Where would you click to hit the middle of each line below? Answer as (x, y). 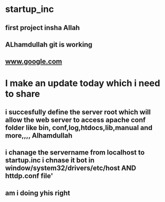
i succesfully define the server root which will (78, 112)
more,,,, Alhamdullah (39, 135)
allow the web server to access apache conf (75, 120)
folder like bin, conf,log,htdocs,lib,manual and (79, 128)
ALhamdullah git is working (49, 44)
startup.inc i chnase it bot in (50, 160)
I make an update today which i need (83, 83)
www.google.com (34, 62)
